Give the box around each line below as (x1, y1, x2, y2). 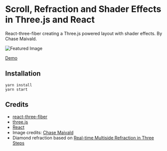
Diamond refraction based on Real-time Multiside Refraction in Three (12, 135, 155, 141)
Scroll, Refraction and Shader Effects (5, 3, 162, 15)
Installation (5, 70, 41, 78)
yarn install (5, 82, 32, 87)
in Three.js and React (5, 14, 95, 25)
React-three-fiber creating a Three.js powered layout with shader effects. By (5, 30, 163, 36)
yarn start (5, 87, 28, 92)
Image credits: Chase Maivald (12, 129, 74, 135)
